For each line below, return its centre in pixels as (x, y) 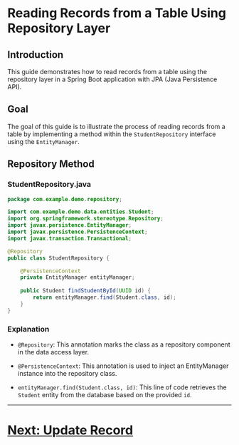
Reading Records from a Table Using (117, 13)
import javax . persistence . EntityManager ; (70, 225)
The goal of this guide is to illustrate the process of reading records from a (116, 126)
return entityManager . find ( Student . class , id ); (105, 297)
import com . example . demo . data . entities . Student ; (81, 212)
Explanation (28, 329)
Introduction (36, 55)
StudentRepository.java (49, 185)
